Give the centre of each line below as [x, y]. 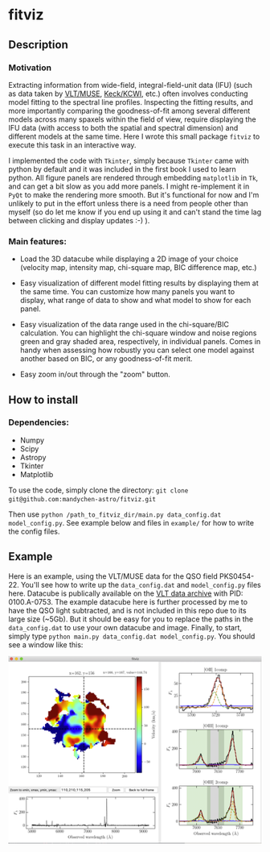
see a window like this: [46, 644]
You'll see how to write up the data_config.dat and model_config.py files [141, 584]
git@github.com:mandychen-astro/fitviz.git [82, 499]
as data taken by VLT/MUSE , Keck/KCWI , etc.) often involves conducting [128, 94]
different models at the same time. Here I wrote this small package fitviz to [134, 136]
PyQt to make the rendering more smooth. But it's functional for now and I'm [134, 194]
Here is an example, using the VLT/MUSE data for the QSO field [113, 576]
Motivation [30, 68]
